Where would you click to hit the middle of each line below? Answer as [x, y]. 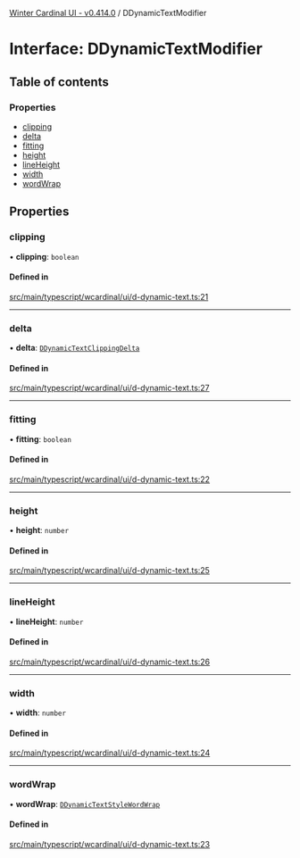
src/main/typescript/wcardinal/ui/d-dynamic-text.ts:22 [110, 479]
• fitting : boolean [40, 439]
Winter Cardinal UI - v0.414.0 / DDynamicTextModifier [108, 13]
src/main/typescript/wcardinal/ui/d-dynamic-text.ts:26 [110, 662]
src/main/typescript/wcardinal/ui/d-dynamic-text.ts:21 [109, 296]
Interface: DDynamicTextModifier [136, 49]
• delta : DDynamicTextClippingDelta [75, 348]
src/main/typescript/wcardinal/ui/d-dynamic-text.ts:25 [109, 571]
